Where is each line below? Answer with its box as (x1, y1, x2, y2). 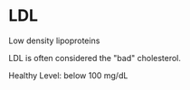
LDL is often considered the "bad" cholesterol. (8, 52, 182, 63)
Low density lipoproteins (8, 35, 100, 46)
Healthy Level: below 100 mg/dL (8, 69, 128, 81)
